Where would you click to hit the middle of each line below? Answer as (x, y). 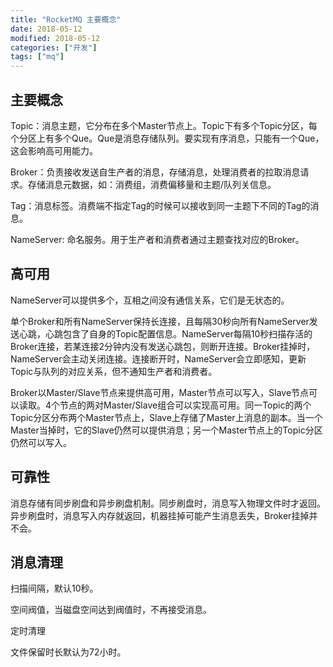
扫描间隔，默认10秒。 (54, 588)
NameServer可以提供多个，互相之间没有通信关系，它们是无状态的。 (150, 300)
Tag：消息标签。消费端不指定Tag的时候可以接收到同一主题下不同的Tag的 (160, 205)
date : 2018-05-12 (46, 29)
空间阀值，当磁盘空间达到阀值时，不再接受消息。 (111, 610)
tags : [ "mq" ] (37, 57)
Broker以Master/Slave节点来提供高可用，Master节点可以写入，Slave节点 (160, 392)
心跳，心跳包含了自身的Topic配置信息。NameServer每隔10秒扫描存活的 (165, 333)
